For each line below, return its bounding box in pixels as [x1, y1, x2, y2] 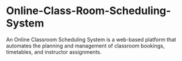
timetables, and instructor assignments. [6, 48, 102, 55]
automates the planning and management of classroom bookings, [6, 42, 165, 49]
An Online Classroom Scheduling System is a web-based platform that [6, 36, 176, 43]
